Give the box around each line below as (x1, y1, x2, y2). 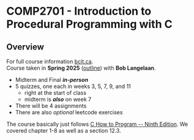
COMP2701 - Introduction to (6, 4, 152, 18)
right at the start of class (24, 89, 87, 96)
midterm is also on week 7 (24, 96, 92, 103)
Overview (6, 42, 45, 52)
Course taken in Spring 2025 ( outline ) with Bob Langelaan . (6, 64, 156, 72)
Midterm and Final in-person (15, 76, 89, 83)
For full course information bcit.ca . (6, 58, 94, 65)
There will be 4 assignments (15, 102, 87, 109)
